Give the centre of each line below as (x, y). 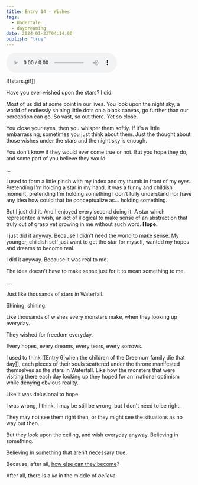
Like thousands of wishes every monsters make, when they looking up (92, 317)
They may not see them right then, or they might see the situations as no (95, 417)
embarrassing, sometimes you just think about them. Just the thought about (98, 134)
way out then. (23, 423)
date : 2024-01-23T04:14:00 (39, 34)
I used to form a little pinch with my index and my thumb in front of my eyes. (99, 181)
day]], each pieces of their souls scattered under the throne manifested (93, 364)
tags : (13, 17)
